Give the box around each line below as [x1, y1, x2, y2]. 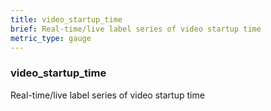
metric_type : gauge [10, 33, 92, 43]
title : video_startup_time [10, 14, 123, 25]
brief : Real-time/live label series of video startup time [10, 24, 262, 34]
